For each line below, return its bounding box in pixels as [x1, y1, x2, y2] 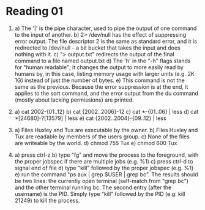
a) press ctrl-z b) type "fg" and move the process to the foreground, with [14, 151, 199, 159]
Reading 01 [6, 4, 64, 18]
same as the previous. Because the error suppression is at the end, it [14, 83, 188, 90]
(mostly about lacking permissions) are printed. [14, 96, 134, 103]
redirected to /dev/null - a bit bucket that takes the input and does [14, 44, 181, 51]
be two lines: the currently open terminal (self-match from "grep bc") [14, 177, 189, 184]
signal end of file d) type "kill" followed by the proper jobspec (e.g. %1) [14, 164, 194, 171]
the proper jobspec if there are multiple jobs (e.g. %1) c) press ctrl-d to [14, 157, 193, 165]
